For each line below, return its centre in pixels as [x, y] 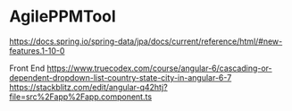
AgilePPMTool [63, 17]
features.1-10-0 [37, 50]
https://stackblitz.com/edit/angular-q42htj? [88, 87]
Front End [27, 68]
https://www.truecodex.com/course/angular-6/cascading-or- [159, 68]
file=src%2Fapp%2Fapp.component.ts [81, 97]
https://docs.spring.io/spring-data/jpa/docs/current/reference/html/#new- [146, 41]
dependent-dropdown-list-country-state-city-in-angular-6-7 [121, 77]
